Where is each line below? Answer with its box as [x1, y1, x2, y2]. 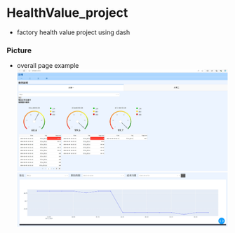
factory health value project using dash [16, 28, 130, 36]
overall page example [16, 62, 79, 70]
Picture [6, 45, 32, 55]
